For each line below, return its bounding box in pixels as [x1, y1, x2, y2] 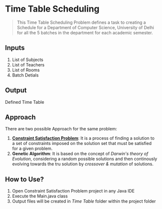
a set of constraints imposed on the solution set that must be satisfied [12, 141, 152, 146]
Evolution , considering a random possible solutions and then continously [12, 156, 158, 162]
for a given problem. [12, 145, 53, 151]
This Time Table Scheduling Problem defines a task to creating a [16, 19, 146, 25]
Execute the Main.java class [12, 193, 68, 199]
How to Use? [5, 175, 44, 183]
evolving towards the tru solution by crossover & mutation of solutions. [12, 161, 154, 167]
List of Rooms [12, 67, 40, 73]
